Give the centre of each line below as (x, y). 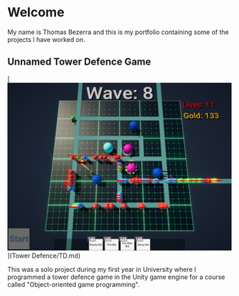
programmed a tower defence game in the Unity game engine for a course (116, 277)
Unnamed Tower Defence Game (79, 62)
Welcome (36, 12)
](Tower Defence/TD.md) (44, 256)
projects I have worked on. (46, 39)
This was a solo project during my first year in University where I (102, 270)
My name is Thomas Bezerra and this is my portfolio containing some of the (118, 32)
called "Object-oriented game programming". (74, 285)
